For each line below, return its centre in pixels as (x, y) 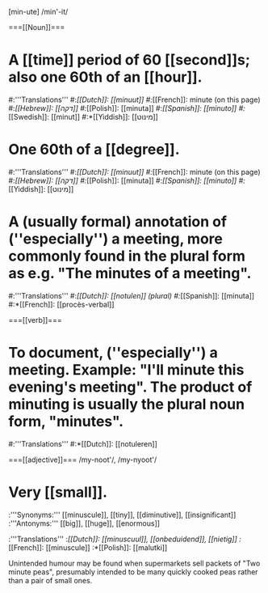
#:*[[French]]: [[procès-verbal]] (61, 304)
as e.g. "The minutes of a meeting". (130, 273)
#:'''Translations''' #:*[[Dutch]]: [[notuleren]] (83, 443)
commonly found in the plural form (127, 256)
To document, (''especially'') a (113, 353)
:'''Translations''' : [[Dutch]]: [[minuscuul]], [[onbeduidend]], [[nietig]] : (125, 539)
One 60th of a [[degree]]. (94, 150)
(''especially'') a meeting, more (116, 239)
